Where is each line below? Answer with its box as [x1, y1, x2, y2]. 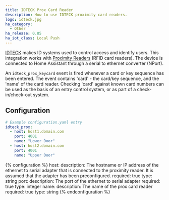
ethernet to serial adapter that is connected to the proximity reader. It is [5, 167, 154, 173]
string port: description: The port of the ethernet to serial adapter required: [5, 178, 160, 184]
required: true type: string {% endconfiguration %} [5, 188, 110, 195]
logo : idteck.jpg [5, 17, 42, 22]
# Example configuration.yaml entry [5, 119, 82, 125]
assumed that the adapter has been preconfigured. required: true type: [5, 173, 152, 179]
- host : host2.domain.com [10, 143, 65, 148]
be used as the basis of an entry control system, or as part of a [5, 86, 136, 92]
